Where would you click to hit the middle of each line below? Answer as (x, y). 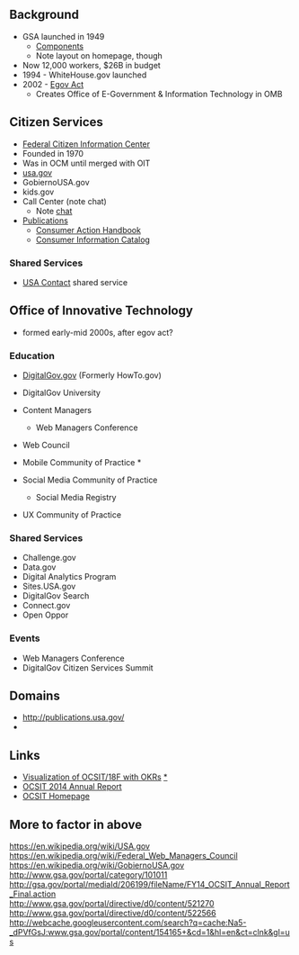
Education (32, 356)
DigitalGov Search (56, 596)
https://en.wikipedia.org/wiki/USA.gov (80, 846)
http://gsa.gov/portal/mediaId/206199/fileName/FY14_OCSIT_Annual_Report (149, 885)
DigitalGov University (62, 393)
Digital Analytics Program (69, 577)
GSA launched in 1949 (63, 36)
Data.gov (39, 567)
